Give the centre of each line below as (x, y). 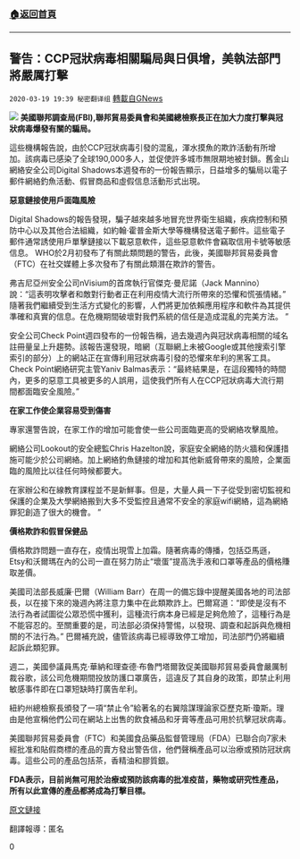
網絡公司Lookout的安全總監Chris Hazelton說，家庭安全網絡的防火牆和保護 (145, 448)
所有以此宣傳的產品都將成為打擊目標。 (79, 791)
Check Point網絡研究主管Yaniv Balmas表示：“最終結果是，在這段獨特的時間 (148, 370)
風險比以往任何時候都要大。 (75, 471)
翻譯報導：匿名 (37, 829)
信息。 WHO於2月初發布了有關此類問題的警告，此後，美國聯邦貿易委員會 (144, 253)
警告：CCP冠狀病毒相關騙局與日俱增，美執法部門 (145, 59)
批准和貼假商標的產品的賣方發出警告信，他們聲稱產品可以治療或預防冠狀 (150, 750)
